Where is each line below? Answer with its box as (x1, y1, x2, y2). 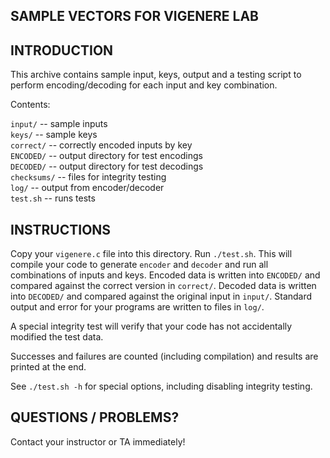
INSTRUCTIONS (10, 221, 112, 238)
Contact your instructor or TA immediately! (10, 435, 186, 448)
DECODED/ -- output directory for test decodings (10, 160, 204, 173)
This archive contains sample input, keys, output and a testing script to (10, 69, 302, 81)
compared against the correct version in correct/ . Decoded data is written (10, 280, 317, 292)
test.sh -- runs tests (10, 192, 96, 204)
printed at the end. (10, 361, 87, 373)
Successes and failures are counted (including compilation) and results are (10, 350, 319, 363)
